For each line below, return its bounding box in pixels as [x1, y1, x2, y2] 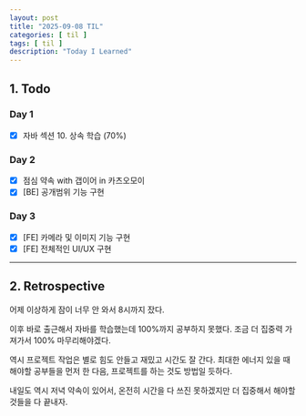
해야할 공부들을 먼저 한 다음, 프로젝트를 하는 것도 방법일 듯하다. [9, 365, 233, 376]
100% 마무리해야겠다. [33, 334, 111, 346]
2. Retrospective [9, 279, 106, 294]
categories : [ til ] [9, 30, 88, 39]
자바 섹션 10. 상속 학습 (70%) [22, 129, 127, 141]
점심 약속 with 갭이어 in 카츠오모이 [22, 175, 146, 187]
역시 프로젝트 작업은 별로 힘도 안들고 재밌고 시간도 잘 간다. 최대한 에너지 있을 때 [9, 354, 291, 365]
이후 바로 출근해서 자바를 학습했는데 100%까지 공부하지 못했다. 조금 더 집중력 [9, 323, 283, 334]
